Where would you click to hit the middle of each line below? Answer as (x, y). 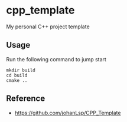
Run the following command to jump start (56, 59)
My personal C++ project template (48, 27)
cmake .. (17, 80)
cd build (17, 75)
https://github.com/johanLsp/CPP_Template (68, 113)
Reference (26, 99)
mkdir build (21, 70)
